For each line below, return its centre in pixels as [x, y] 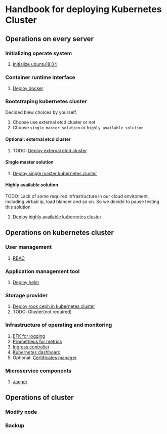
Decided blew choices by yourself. [41, 112]
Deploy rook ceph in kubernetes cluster [54, 306]
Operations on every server [50, 39]
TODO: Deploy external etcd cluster [50, 150]
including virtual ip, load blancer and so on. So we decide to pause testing [82, 202]
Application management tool [43, 271]
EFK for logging [29, 336]
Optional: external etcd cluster [38, 139]
